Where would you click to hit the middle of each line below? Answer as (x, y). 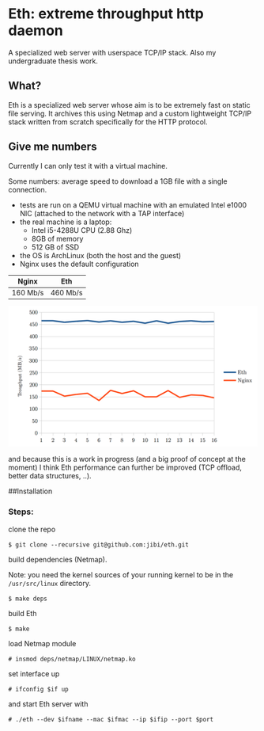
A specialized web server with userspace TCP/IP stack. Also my (112, 52)
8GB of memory (57, 238)
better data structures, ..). (50, 476)
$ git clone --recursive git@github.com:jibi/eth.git (99, 544)
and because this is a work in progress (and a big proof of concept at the (127, 459)
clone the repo (32, 529)
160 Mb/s (28, 293)
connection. (28, 189)
